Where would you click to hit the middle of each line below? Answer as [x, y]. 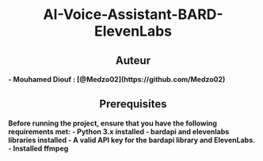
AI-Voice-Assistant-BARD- [133, 15]
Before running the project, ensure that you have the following [113, 123]
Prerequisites [133, 104]
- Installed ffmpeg [38, 148]
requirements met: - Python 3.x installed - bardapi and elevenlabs [119, 131]
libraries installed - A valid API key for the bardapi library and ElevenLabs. [131, 140]
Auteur [133, 60]
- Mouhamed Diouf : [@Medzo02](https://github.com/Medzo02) [117, 79]
